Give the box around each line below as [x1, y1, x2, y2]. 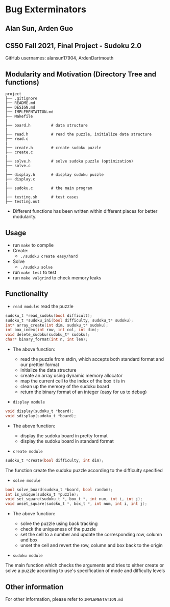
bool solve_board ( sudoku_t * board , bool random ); [5, 487, 113, 492]
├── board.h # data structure [5, 123, 88, 128]
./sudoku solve [20, 265, 53, 270]
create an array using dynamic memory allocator [20, 373, 123, 379]
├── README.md [5, 100, 36, 106]
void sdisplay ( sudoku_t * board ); [5, 413, 77, 418]
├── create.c [5, 150, 33, 155]
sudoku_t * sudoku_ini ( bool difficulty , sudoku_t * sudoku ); [5, 318, 134, 323]
